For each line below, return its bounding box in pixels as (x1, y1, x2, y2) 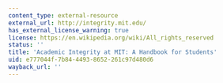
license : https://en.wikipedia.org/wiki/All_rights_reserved (8, 33, 214, 42)
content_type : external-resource (8, 11, 119, 20)
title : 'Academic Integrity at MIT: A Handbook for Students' (8, 48, 217, 56)
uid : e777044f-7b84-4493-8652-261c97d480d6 (8, 56, 154, 64)
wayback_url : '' (8, 63, 62, 71)
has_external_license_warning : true (8, 26, 129, 34)
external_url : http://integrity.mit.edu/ (8, 19, 147, 27)
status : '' (8, 41, 44, 49)
